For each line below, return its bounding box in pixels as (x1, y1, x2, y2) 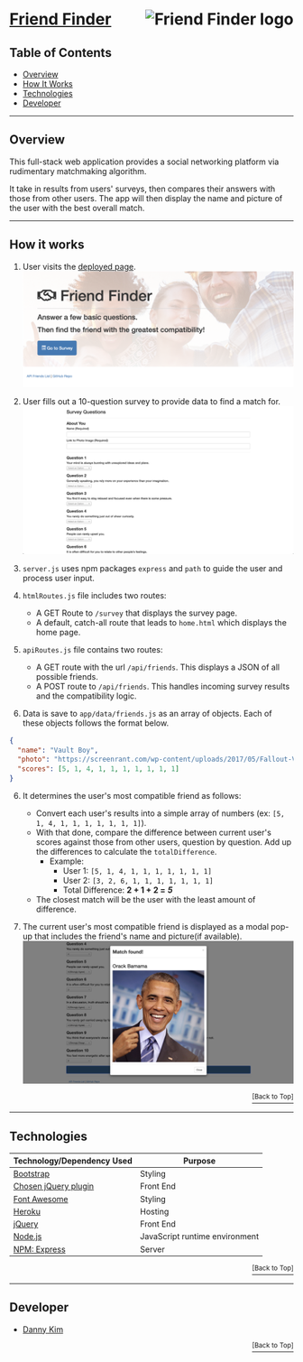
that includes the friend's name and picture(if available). (34, 931, 243, 942)
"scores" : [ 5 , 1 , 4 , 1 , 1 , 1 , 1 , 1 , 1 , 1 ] (17, 764, 180, 774)
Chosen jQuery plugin (13, 1181, 95, 1191)
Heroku (13, 1206, 41, 1217)
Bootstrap (13, 1169, 50, 1180)
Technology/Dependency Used (13, 1155, 133, 1166)
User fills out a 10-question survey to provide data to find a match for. (22, 396, 281, 407)
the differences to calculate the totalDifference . (35, 847, 217, 857)
